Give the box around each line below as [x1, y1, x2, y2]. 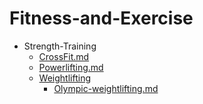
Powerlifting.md [38, 61, 104, 73]
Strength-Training [23, 40, 97, 52]
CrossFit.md [38, 50, 90, 62]
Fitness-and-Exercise [9, 7, 194, 30]
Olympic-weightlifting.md [53, 82, 159, 94]
